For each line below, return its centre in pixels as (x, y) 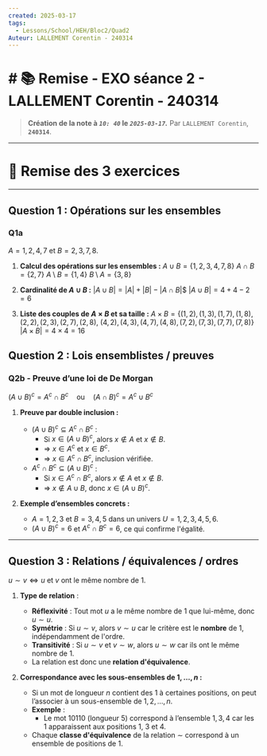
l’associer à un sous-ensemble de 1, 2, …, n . (102, 701)
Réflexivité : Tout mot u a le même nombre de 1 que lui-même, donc (143, 611)
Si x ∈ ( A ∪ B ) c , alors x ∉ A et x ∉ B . (104, 438)
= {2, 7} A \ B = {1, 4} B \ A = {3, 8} (75, 274)
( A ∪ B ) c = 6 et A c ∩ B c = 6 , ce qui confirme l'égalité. (118, 528)
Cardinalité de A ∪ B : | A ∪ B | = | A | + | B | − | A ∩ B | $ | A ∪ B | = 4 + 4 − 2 (135, 290)
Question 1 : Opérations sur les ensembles (114, 211)
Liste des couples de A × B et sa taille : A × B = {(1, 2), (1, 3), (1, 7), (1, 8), (136, 313)
